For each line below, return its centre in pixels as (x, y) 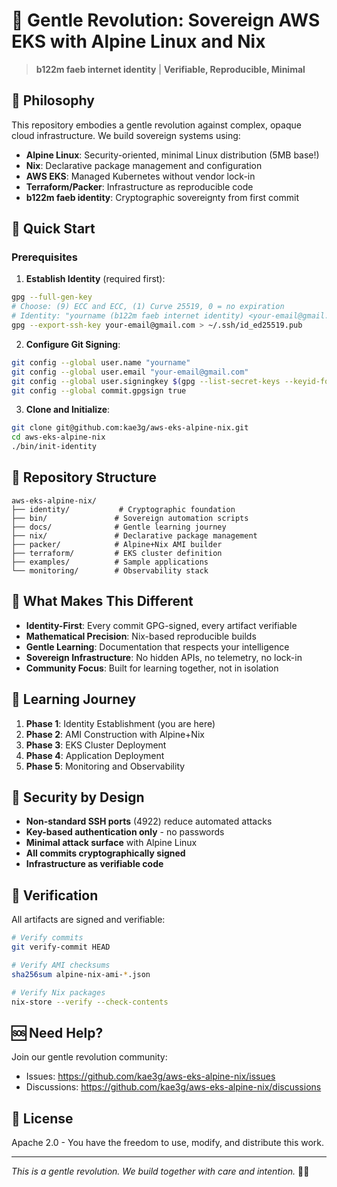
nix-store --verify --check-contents (90, 1002)
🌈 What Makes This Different (102, 601)
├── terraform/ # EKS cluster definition (117, 553)
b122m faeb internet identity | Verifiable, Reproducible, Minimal (170, 69)
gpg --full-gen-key (52, 297)
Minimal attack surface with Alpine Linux (111, 843)
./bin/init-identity (54, 447)
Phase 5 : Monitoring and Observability (105, 766)
